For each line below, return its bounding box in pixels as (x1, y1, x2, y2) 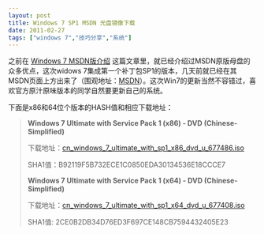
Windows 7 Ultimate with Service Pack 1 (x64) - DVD (27, 175, 203, 186)
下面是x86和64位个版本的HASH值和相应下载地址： (8, 103, 173, 112)
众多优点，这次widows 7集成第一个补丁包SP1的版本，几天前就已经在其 (8, 66, 237, 76)
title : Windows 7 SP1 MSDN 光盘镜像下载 (8, 19, 136, 27)
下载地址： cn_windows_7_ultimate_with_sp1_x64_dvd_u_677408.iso (27, 201, 246, 210)
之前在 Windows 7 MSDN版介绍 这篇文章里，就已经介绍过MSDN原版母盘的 (8, 56, 251, 66)
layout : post (8, 11, 51, 20)
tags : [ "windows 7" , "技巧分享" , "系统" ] (8, 33, 132, 42)
